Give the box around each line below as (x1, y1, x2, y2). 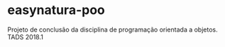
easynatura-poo (7, 2, 105, 18)
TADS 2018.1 (7, 32, 44, 41)
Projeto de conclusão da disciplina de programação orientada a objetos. (7, 25, 218, 34)
